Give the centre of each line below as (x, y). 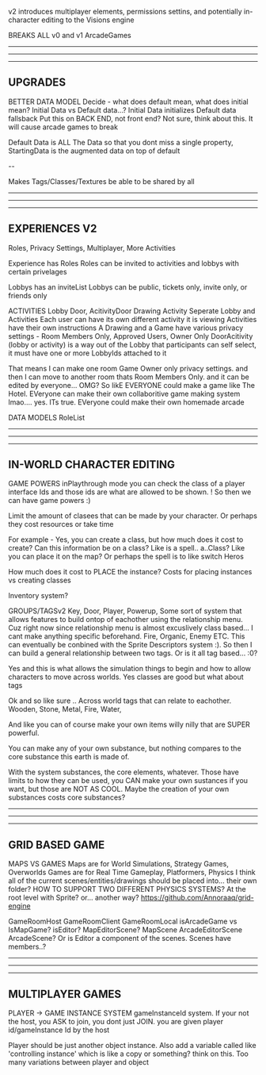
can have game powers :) (49, 501)
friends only (28, 295)
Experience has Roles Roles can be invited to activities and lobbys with (123, 263)
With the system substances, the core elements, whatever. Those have (123, 772)
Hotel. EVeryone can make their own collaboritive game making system (124, 394)
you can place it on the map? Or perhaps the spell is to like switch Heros (126, 557)
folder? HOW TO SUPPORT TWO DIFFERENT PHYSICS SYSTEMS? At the (127, 889)
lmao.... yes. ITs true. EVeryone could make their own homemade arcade (126, 402)
